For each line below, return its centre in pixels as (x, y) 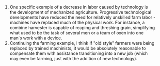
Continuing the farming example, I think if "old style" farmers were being (82, 43)
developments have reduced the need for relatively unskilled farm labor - (82, 17)
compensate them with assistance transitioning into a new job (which (79, 53)
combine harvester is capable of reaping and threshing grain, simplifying (82, 28)
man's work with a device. (36, 38)
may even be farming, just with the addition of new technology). (73, 58)
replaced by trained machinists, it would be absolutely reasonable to (78, 48)
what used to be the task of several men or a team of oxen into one (77, 33)
